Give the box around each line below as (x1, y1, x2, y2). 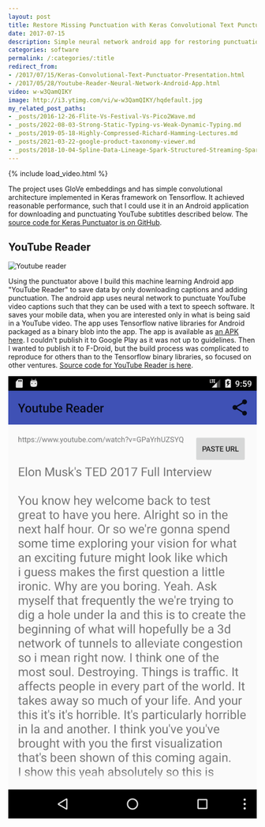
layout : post (8, 13, 51, 21)
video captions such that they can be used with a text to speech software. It (8, 302, 255, 311)
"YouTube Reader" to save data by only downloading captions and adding (8, 285, 248, 295)
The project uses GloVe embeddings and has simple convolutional (8, 184, 223, 194)
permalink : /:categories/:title (8, 55, 114, 62)
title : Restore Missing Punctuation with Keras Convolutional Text (8, 21, 235, 29)
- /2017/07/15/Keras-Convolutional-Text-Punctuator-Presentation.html (8, 71, 245, 79)
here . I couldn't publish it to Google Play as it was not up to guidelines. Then (8, 336, 256, 345)
